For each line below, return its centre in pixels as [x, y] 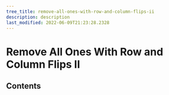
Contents [24, 86]
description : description [38, 17]
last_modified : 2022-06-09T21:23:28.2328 [58, 22]
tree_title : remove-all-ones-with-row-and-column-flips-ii [80, 12]
